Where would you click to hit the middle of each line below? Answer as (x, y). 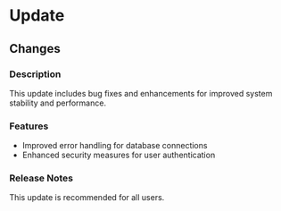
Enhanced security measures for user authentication (119, 155)
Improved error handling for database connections (115, 146)
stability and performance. (58, 103)
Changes (35, 49)
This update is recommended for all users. (87, 198)
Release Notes (41, 178)
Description (35, 74)
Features (29, 126)
